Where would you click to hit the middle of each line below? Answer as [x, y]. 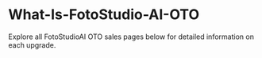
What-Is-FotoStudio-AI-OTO [104, 15]
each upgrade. [32, 44]
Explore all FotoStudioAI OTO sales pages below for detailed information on [131, 37]
